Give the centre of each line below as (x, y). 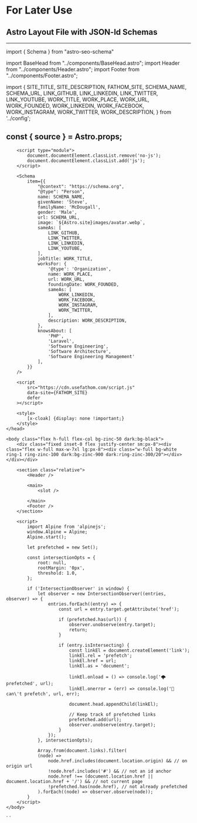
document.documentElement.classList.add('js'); (86, 161)
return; (78, 630)
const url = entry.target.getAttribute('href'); (119, 609)
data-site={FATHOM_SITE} (57, 392)
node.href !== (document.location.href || (101, 776)
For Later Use (39, 10)
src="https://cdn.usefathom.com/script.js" (81, 387)
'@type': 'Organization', (79, 269)
